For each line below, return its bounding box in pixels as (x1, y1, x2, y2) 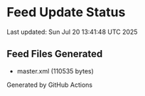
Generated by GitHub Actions (6, 80, 93, 89)
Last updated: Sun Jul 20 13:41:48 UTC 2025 (6, 28, 138, 36)
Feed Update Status (6, 4, 126, 20)
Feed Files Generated (6, 48, 103, 60)
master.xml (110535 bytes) (16, 66, 94, 75)
